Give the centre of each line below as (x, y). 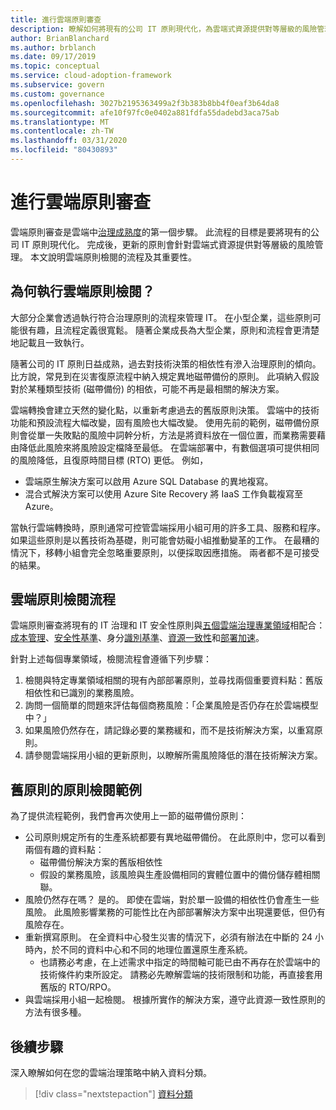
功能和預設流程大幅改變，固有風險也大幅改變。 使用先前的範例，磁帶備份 (160, 422)
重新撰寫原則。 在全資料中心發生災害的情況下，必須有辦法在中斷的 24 (168, 937)
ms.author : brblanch (53, 47)
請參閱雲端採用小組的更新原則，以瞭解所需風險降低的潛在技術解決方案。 (173, 755)
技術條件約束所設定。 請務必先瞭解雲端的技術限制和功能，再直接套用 (181, 975)
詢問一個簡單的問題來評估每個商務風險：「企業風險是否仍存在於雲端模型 (171, 705)
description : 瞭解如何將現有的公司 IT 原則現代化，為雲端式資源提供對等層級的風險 (164, 29)
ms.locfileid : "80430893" (64, 150)
